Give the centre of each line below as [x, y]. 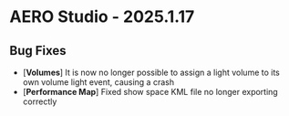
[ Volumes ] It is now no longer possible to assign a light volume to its [151, 72]
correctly [40, 101]
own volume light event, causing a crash [98, 82]
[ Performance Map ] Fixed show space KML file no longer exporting [150, 92]
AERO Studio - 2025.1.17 [102, 17]
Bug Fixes [38, 51]
